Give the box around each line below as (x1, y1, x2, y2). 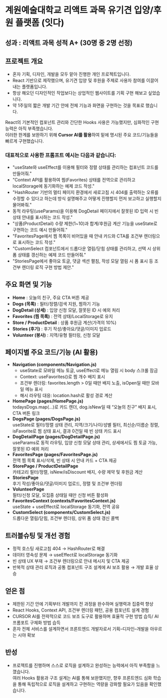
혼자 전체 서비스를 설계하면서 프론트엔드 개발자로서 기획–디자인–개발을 (12, 625, 149, 631)
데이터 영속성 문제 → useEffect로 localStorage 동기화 (12, 552, 118, 558)
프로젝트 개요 (5, 57, 43, 65)
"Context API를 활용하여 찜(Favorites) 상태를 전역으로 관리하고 (12, 176, 136, 182)
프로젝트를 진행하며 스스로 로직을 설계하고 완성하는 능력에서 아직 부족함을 (12, 662, 156, 668)
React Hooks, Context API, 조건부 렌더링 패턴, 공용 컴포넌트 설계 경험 (12, 607, 149, 613)
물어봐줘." (12, 201, 32, 207)
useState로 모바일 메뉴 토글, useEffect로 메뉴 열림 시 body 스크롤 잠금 (19, 367, 158, 373)
